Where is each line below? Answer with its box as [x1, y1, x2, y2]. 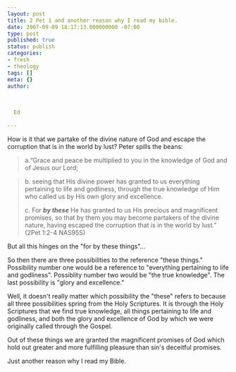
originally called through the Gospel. [7, 322, 113, 330]
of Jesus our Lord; [24, 163, 79, 172]
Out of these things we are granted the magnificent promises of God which [7, 335, 225, 344]
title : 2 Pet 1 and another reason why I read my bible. [7, 17, 178, 24]
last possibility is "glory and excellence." [7, 278, 125, 287]
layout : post [7, 10, 46, 18]
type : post [7, 30, 39, 37]
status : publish [7, 43, 55, 50]
